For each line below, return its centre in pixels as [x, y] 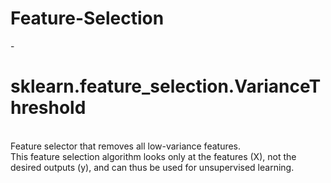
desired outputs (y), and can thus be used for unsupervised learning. [152, 167]
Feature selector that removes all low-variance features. [126, 146]
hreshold [48, 108]
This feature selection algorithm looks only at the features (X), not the [153, 156]
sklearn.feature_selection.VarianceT [166, 86]
